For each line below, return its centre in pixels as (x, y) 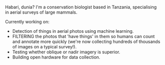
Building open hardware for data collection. (56, 57)
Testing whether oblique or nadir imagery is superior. (66, 52)
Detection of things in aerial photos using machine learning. (73, 31)
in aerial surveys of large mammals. (41, 12)
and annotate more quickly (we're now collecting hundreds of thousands (86, 42)
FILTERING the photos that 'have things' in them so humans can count (83, 36)
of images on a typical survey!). (44, 47)
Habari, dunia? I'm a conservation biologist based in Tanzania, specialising (81, 7)
